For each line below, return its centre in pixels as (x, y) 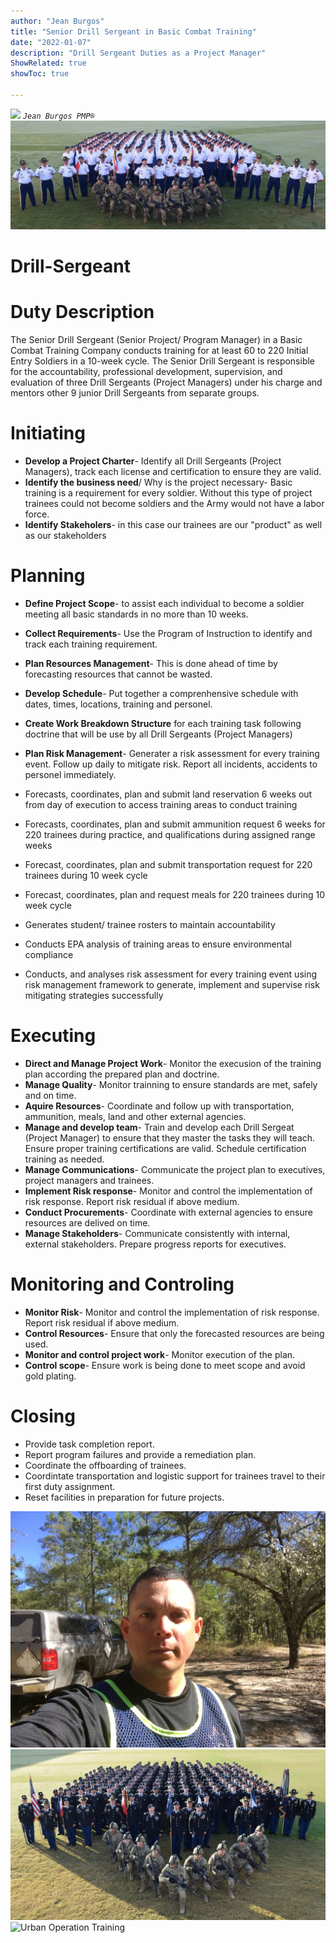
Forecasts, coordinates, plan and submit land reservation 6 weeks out (168, 794)
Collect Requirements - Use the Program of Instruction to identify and (168, 634)
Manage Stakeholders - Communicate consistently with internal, (157, 1234)
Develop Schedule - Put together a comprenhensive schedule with (161, 694)
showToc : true (40, 74)
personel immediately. (70, 775)
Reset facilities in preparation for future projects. (124, 1497)
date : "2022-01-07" (51, 42)
